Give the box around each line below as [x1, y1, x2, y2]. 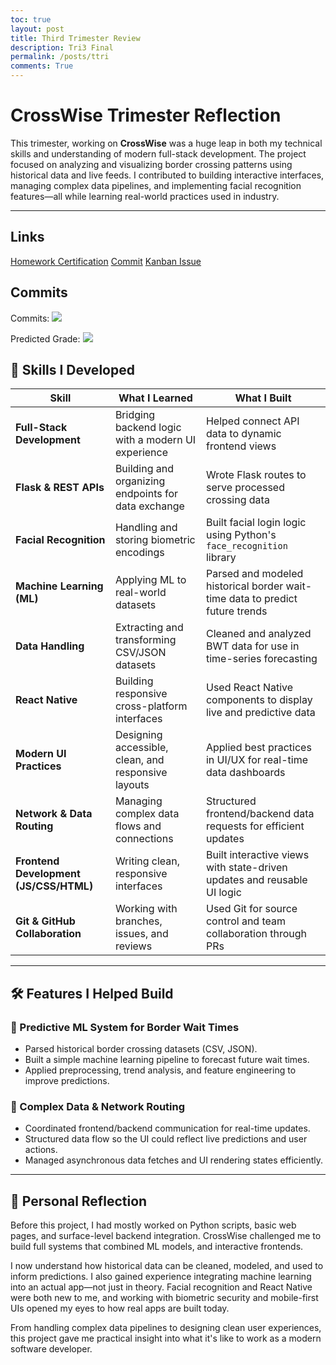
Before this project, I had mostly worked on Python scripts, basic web [10, 1219, 297, 1231]
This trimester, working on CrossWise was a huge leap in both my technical [10, 137, 323, 149]
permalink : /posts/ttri [10, 52, 110, 62]
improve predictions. [24, 1075, 110, 1087]
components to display [205, 693, 313, 707]
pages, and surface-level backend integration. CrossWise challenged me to [10, 1230, 322, 1242]
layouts [114, 778, 150, 792]
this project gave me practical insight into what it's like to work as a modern [10, 1332, 322, 1345]
